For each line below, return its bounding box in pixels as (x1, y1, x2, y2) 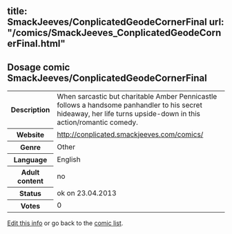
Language (13, 155, 48, 164)
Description (10, 105, 50, 115)
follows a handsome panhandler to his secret (57, 100, 202, 110)
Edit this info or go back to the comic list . (7, 219, 124, 227)
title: (7, 6, 28, 17)
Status (19, 188, 41, 198)
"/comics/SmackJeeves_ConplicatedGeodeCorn (7, 27, 222, 39)
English (57, 155, 81, 164)
